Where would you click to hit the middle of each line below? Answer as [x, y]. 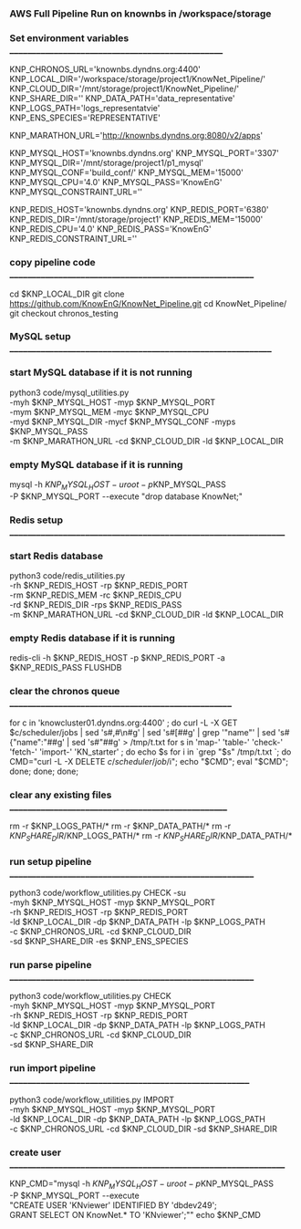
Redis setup [36, 520]
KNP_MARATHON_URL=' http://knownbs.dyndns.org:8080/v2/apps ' [136, 136]
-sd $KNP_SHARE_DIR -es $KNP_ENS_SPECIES [99, 942]
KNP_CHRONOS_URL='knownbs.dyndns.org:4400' [105, 69]
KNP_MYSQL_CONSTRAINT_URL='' [76, 192]
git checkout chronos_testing [64, 313]
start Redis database [56, 556]
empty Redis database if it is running [93, 638]
